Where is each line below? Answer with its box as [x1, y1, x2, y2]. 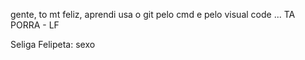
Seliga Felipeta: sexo [10, 39, 96, 50]
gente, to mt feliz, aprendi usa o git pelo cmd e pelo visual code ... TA [10, 9, 296, 20]
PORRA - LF [10, 19, 60, 31]
